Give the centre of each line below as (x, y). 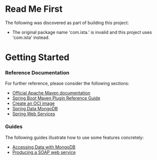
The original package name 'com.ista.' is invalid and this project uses (82, 32)
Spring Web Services (34, 114)
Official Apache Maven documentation (51, 93)
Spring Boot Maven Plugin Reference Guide (56, 98)
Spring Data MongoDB (35, 109)
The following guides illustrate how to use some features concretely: (75, 137)
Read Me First (34, 9)
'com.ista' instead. (31, 37)
